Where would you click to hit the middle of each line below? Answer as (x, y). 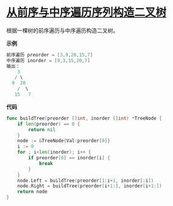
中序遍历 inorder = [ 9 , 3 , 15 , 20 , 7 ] (48, 60)
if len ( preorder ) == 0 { (49, 124)
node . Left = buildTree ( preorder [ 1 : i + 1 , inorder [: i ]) (86, 180)
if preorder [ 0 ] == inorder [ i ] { (69, 158)
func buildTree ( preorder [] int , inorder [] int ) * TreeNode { (84, 118)
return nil (42, 129)
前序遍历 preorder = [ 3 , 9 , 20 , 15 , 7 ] (50, 55)
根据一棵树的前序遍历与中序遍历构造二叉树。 (62, 30)
